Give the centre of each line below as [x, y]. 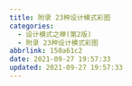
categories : [32, 26]
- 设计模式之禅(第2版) [55, 34]
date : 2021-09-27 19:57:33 [60, 59]
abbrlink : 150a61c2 [46, 51]
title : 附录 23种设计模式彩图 [60, 17]
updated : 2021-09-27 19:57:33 [66, 68]
